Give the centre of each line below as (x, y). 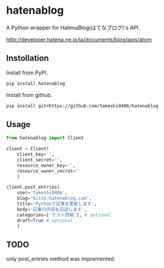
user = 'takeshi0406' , (42, 193)
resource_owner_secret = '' (49, 171)
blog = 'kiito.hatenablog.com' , (55, 198)
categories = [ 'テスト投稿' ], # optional (64, 215)
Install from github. (29, 95)
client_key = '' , (36, 155)
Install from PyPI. (27, 73)
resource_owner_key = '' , (47, 165)
